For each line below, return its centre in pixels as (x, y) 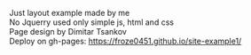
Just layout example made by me (70, 13)
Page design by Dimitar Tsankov (68, 31)
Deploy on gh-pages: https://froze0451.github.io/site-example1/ (125, 41)
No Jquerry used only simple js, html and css (92, 22)
